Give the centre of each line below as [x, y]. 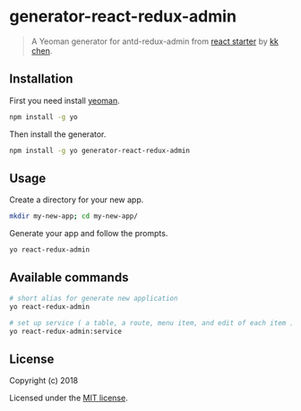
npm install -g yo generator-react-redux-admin [100, 150]
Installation [41, 79]
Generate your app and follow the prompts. [89, 234]
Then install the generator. [58, 134]
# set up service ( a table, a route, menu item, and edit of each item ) [152, 323]
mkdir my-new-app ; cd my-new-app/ [74, 217]
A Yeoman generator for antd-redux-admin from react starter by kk [155, 41]
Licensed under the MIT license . [69, 398]
